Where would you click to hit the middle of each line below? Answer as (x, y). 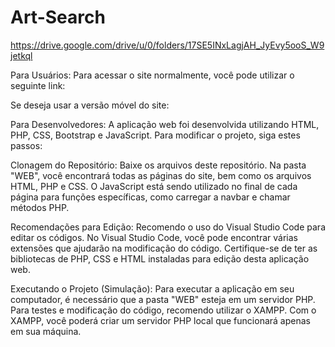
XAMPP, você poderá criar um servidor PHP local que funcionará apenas (160, 320)
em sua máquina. (46, 331)
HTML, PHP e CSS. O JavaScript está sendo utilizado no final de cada (154, 186)
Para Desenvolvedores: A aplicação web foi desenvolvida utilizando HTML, (165, 124)
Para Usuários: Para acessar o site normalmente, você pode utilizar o (152, 75)
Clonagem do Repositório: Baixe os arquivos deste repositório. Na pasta (158, 165)
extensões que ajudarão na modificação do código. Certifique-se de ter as (164, 248)
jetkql (21, 55)
